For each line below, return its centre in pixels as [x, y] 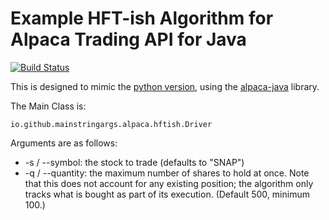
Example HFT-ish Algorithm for [142, 18]
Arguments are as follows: [64, 143]
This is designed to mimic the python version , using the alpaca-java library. [165, 86]
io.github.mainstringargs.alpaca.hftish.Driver [111, 124]
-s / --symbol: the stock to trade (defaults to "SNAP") [134, 162]
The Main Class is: [48, 106]
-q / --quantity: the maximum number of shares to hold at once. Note [167, 173]
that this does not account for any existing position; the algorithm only [169, 183]
